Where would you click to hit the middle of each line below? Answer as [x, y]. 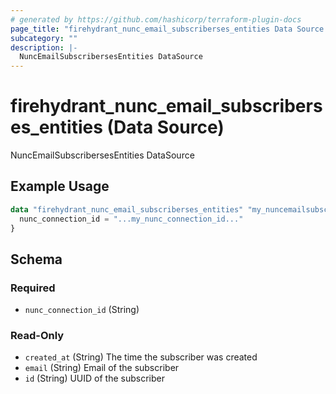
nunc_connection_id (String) [82, 310]
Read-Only [37, 336]
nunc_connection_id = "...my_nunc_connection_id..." [131, 219]
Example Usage [60, 186]
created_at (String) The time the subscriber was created [141, 357]
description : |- [44, 47]
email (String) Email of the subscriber [102, 368]
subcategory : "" [44, 38]
